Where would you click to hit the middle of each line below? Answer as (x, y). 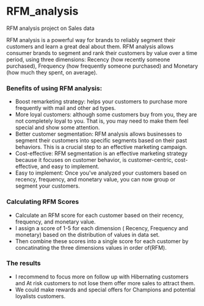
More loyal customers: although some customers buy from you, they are (106, 115)
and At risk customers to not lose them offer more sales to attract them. (105, 283)
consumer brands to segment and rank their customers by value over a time (102, 53)
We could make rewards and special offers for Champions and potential (105, 290)
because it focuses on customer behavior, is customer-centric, (94, 160)
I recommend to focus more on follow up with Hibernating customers (102, 277)
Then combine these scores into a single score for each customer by (102, 241)
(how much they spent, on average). (52, 72)
